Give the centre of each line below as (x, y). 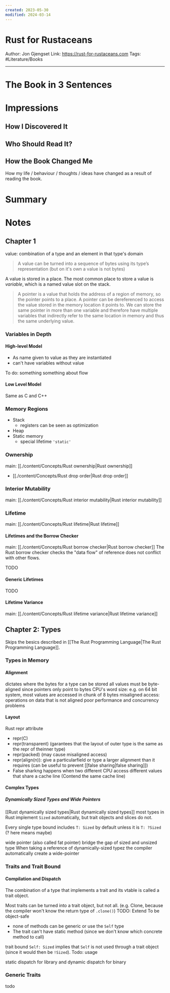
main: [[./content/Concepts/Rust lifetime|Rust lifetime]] (62, 524)
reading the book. (24, 179)
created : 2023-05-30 (27, 10)
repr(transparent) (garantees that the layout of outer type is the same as (88, 743)
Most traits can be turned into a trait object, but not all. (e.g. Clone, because (84, 905)
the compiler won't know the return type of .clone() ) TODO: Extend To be (82, 911)
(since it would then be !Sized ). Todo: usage (51, 952)
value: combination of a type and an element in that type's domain (74, 253)
